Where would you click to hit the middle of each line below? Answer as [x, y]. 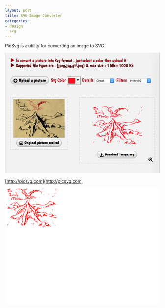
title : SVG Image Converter [34, 15]
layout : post [18, 10]
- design [14, 26]
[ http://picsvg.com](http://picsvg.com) [44, 181]
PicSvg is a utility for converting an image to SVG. [55, 46]
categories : [17, 21]
